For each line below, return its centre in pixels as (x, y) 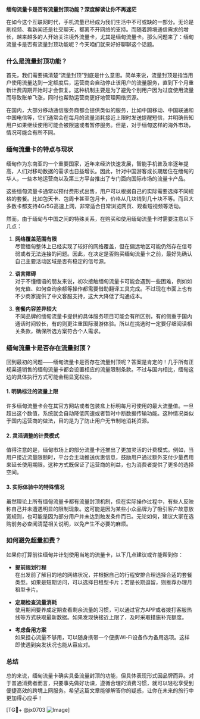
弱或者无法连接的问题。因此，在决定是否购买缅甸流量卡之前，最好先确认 (103, 254)
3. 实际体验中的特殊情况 (35, 487)
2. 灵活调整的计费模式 (33, 435)
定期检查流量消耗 (36, 602)
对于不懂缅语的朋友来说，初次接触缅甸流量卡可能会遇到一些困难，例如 (101, 281)
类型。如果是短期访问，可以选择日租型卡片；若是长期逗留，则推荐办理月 (103, 582)
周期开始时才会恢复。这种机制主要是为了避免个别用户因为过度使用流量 (108, 90)
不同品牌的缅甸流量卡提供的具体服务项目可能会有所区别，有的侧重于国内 (103, 316)
